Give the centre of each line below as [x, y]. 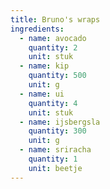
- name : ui [42, 94]
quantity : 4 [53, 103]
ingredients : [37, 29]
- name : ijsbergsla [60, 122]
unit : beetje [55, 168]
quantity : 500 [57, 76]
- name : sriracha [55, 150]
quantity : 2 [53, 47]
